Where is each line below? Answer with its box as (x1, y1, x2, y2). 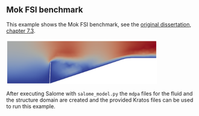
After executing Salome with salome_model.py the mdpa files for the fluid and (6, 90, 193, 97)
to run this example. (6, 102, 55, 110)
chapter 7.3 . (6, 27, 36, 34)
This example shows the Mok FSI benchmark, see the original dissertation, (6, 20, 192, 28)
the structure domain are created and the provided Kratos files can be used (6, 96, 194, 103)
